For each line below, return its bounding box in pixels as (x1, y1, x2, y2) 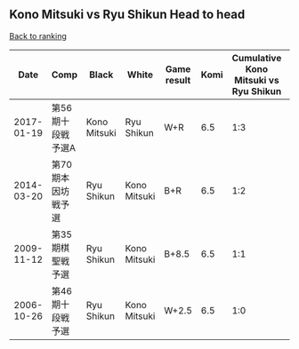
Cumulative (231, 52, 282, 64)
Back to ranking (9, 30, 67, 41)
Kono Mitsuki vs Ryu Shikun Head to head (9, 7, 246, 22)
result (165, 74, 191, 86)
